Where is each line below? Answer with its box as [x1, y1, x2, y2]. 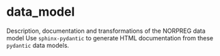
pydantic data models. [6, 41, 70, 49]
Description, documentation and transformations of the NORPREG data [6, 27, 206, 35]
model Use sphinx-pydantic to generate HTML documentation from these [6, 33, 213, 42]
